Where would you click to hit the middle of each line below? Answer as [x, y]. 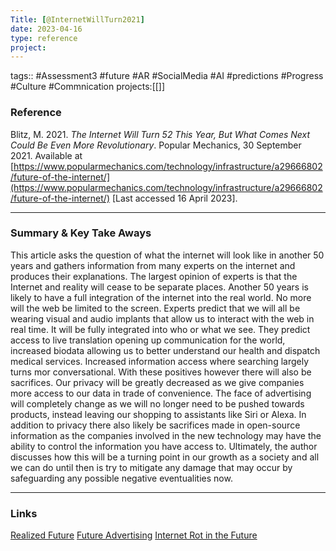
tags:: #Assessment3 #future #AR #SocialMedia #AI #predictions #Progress [167, 76]
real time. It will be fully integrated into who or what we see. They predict [160, 329]
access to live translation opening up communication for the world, [148, 340]
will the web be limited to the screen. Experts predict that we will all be [155, 308]
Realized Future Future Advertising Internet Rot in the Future [134, 535]
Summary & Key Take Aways [81, 233]
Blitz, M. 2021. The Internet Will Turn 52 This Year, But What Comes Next [160, 134]
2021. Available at [46, 155]
